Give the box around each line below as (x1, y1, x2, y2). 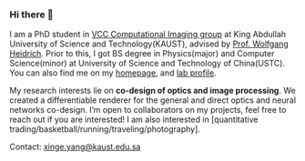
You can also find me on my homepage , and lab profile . (9, 67, 217, 78)
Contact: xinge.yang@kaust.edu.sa (9, 141, 141, 153)
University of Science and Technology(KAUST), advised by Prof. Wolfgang (9, 38, 289, 49)
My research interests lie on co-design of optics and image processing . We (9, 86, 296, 96)
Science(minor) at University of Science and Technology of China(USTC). (9, 58, 285, 69)
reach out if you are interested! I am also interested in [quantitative (9, 114, 259, 126)
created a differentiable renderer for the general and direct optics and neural (9, 95, 297, 106)
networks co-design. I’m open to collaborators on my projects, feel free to (9, 105, 287, 116)
